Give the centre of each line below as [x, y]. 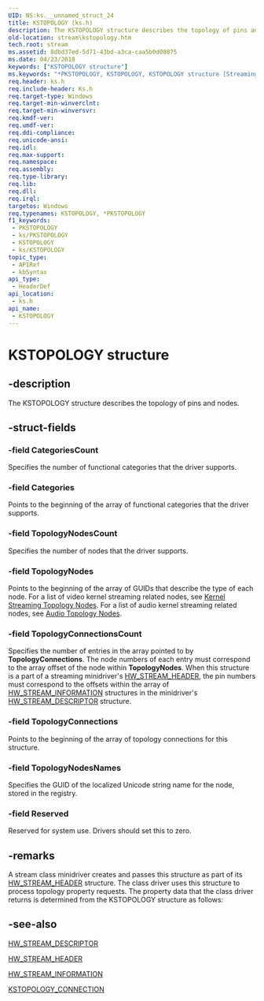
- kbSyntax [29, 272]
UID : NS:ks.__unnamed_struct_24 [61, 15]
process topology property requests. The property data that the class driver [131, 891]
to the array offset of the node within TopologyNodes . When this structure [129, 668]
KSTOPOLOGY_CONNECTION [56, 989]
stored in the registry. [43, 793]
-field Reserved [38, 813]
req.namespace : [33, 162]
